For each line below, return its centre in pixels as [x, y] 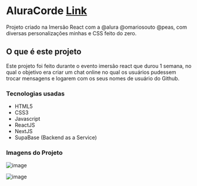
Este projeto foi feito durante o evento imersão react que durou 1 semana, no [99, 66]
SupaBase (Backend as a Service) [56, 138]
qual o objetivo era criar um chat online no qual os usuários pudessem [91, 72]
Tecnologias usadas [35, 93]
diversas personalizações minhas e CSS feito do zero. [71, 33]
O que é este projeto [44, 52]
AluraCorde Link [46, 11]
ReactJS [25, 125]
